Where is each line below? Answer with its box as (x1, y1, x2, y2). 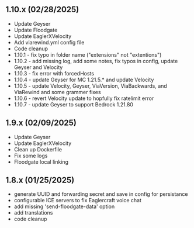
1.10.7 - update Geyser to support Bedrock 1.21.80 (13, 101, 134, 108)
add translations (13, 209, 53, 216)
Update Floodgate (13, 26, 58, 33)
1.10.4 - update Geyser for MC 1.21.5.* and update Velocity (13, 76, 154, 83)
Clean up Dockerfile (13, 146, 63, 153)
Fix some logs (13, 152, 48, 159)
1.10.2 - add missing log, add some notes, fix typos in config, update (13, 57, 178, 64)
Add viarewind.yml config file (13, 39, 85, 46)
